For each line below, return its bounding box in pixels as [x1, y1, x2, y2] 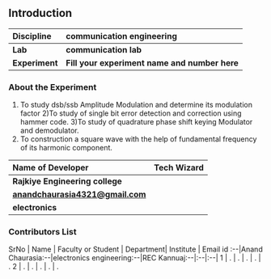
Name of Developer [12, 162, 89, 173]
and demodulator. [19, 125, 79, 136]
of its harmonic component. [19, 143, 113, 153]
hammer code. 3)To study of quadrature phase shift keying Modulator [19, 117, 253, 127]
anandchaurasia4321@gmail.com [12, 189, 146, 201]
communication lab [66, 44, 142, 55]
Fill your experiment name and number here [66, 57, 239, 68]
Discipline [12, 30, 52, 41]
